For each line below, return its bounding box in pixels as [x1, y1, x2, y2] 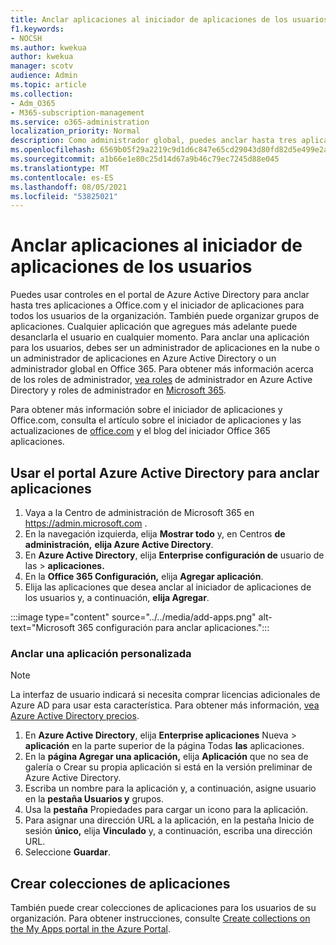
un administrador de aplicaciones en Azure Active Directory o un [10, 352, 277, 365]
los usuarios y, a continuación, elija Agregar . [24, 592, 210, 603]
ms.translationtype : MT [10, 163, 110, 173]
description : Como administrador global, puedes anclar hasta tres [10, 136, 298, 146]
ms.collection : [10, 89, 74, 99]
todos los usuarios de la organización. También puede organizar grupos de [10, 310, 320, 322]
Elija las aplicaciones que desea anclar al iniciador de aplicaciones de [24, 581, 312, 593]
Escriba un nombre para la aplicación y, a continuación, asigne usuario [24, 782, 317, 795]
